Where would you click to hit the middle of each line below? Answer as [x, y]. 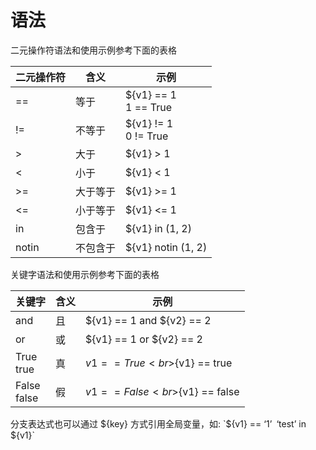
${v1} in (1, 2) [158, 228]
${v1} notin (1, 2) [166, 247]
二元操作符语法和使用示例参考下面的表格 [93, 50]
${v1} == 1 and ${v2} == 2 [148, 320]
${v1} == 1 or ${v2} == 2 [144, 339]
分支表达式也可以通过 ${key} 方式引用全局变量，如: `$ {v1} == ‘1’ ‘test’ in [158, 423]
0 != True [147, 136]
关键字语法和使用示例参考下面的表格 [85, 274]
